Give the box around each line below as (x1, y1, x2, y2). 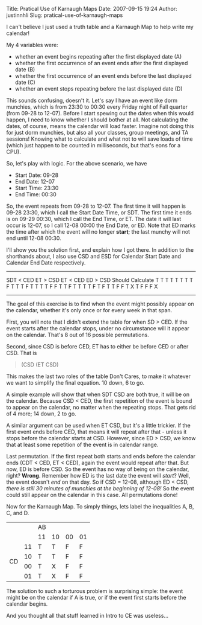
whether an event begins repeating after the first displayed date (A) (14, 53, 182, 60)
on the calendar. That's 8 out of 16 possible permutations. (6, 332, 149, 338)
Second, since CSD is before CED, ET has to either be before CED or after (6, 343, 189, 350)
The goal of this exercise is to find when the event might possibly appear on (6, 300, 194, 307)
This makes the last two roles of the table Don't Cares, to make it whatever (6, 373, 191, 380)
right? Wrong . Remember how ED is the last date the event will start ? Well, (6, 472, 191, 479)
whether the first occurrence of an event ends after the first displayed (14, 60, 188, 66)
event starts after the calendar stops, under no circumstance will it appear (6, 325, 189, 332)
